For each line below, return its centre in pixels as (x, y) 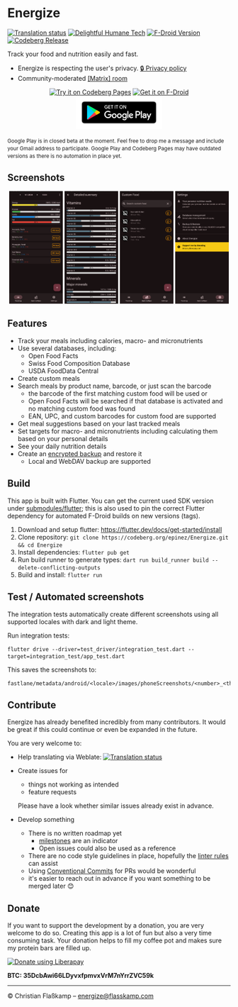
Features (27, 324)
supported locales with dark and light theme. (73, 621)
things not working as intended (73, 784)
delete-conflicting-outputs (59, 568)
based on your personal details (63, 438)
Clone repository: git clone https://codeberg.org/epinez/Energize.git (123, 537)
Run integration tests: (38, 635)
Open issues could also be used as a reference (107, 848)
